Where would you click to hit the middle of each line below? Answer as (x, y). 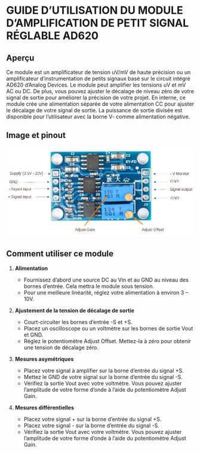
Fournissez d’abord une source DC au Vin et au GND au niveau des (106, 280)
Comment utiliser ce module (60, 254)
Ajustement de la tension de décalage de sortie (74, 310)
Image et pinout (36, 135)
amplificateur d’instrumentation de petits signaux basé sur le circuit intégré (98, 79)
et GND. (33, 335)
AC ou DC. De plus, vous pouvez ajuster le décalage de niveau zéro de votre (100, 91)
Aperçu (20, 58)
